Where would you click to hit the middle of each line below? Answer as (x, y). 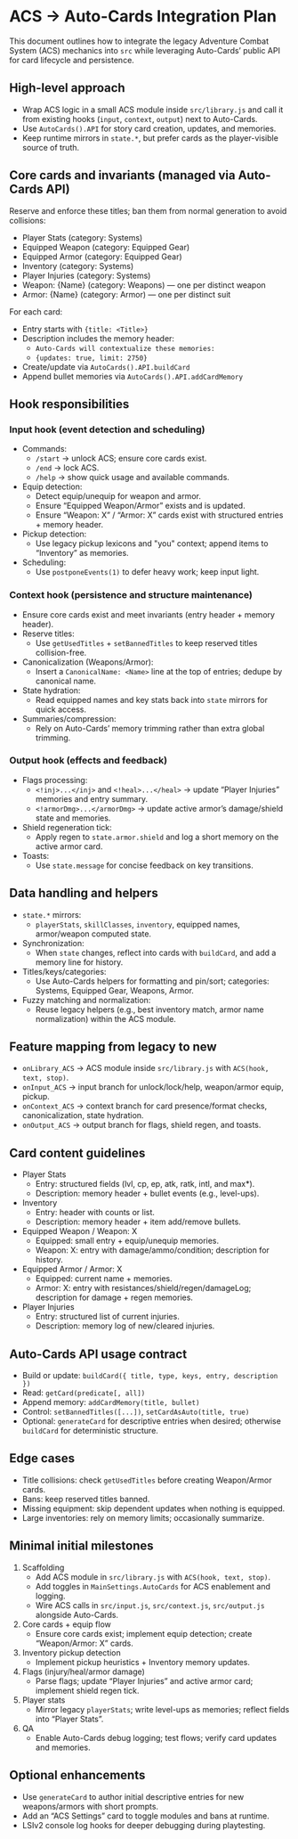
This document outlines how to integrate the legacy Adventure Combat (139, 41)
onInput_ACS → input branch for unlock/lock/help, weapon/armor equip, (153, 1087)
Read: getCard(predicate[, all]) (84, 1393)
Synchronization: (53, 943)
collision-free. (61, 652)
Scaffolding (43, 1567)
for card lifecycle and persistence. (72, 60)
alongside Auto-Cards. (77, 1614)
